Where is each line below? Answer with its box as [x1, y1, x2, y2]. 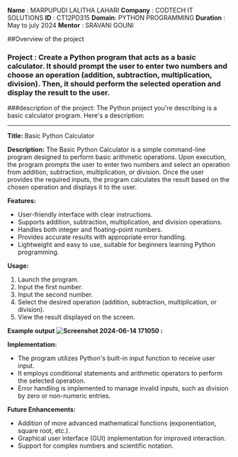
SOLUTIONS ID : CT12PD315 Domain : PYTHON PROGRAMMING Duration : [7, 13, 225, 22]
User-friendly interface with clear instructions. [17, 210, 153, 219]
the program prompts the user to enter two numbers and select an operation [7, 161, 230, 169]
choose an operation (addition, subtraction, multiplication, [7, 70, 212, 80]
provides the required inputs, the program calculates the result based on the [7, 175, 230, 184]
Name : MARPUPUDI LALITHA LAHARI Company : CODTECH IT [7, 6, 193, 14]
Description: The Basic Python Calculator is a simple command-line [7, 145, 206, 154]
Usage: [7, 262, 30, 270]
